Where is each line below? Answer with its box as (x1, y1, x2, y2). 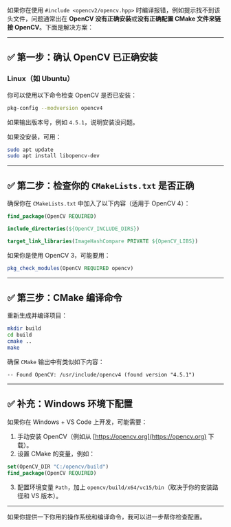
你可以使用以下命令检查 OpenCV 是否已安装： (7, 91, 137, 99)
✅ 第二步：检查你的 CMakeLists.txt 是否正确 (7, 179, 195, 191)
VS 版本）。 (30, 491, 63, 500)
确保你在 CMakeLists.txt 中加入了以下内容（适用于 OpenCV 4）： (7, 199, 190, 208)
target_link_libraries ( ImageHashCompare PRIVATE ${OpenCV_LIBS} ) (7, 238, 198, 245)
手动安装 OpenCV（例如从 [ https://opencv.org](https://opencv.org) (16, 432, 207, 440)
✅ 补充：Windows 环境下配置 (7, 398, 133, 410)
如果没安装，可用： (7, 133, 62, 141)
